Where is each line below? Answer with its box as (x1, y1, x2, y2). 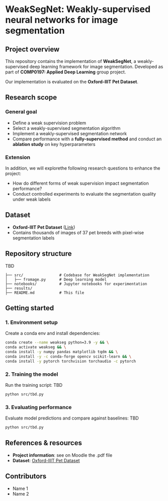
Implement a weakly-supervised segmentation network (12, 130, 127, 136)
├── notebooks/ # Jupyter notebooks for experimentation (5, 281, 147, 286)
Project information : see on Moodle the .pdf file (12, 452, 113, 458)
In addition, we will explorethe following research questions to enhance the (5, 165, 160, 171)
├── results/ (5, 286, 33, 291)
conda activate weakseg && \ (5, 345, 66, 350)
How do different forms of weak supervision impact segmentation (12, 180, 149, 186)
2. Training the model (5, 371, 58, 378)
